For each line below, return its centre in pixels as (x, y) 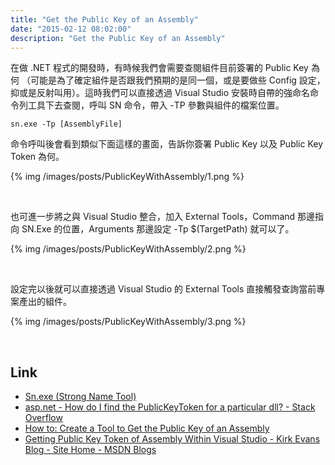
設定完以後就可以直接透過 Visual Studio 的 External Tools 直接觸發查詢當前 (163, 289)
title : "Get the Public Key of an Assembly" (104, 19)
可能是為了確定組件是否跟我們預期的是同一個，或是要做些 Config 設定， (177, 80)
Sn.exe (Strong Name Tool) (80, 397)
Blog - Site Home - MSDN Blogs (90, 450)
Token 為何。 (37, 157)
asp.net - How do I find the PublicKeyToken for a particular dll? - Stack (170, 407)
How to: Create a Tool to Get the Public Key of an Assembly (147, 428)
